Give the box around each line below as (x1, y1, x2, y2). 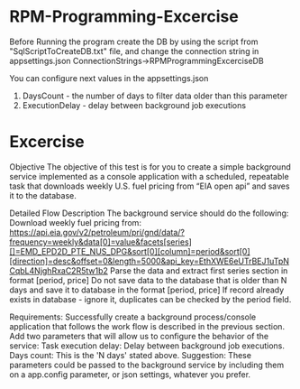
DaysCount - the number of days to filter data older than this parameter (22, 90, 288, 101)
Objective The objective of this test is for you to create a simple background (9, 161, 291, 172)
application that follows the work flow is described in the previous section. (9, 320, 286, 331)
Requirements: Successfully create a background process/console (9, 311, 257, 322)
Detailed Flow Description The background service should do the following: (9, 208, 289, 218)
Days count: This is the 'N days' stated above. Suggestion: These (9, 349, 252, 360)
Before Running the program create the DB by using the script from (9, 36, 259, 47)
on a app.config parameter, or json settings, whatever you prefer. (9, 368, 250, 380)
